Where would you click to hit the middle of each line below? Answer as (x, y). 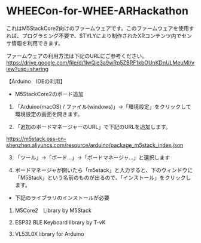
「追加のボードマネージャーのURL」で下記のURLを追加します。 (93, 127)
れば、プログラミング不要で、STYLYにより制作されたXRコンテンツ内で (94, 36)
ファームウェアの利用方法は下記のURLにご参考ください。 (77, 56)
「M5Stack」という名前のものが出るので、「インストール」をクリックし (103, 177)
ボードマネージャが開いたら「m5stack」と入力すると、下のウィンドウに (104, 170)
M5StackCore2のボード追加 (49, 94)
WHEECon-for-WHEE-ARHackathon (97, 11)
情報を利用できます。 (37, 43)
